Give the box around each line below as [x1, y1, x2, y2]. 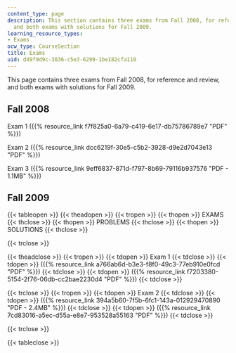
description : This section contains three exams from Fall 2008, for [7, 17, 216, 24]
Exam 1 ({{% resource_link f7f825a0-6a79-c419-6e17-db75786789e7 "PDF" [7, 122, 228, 130]
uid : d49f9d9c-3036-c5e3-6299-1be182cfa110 [7, 56, 137, 63]
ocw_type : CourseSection [7, 43, 80, 50]
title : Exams [7, 50, 46, 57]
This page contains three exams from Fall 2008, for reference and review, [7, 75, 220, 84]
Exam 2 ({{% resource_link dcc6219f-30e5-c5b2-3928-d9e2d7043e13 [7, 143, 213, 151]
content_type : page [7, 10, 65, 18]
